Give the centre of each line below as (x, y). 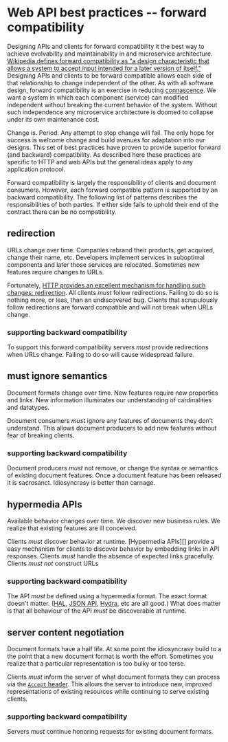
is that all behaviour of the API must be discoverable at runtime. (97, 611)
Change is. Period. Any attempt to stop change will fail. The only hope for (111, 133)
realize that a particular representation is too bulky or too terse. (96, 664)
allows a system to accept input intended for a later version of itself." (104, 68)
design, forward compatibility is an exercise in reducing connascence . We (112, 90)
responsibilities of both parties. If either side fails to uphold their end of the (113, 204)
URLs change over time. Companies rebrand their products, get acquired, (111, 250)
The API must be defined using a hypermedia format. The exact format (107, 596)
